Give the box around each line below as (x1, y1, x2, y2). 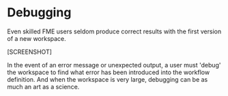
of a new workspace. (7, 34, 66, 42)
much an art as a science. (7, 82, 80, 91)
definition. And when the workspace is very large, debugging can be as (7, 75, 208, 83)
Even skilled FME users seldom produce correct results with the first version (7, 27, 222, 35)
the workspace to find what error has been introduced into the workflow (7, 68, 210, 76)
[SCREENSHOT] (7, 48, 53, 56)
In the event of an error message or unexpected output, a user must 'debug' (7, 61, 221, 69)
